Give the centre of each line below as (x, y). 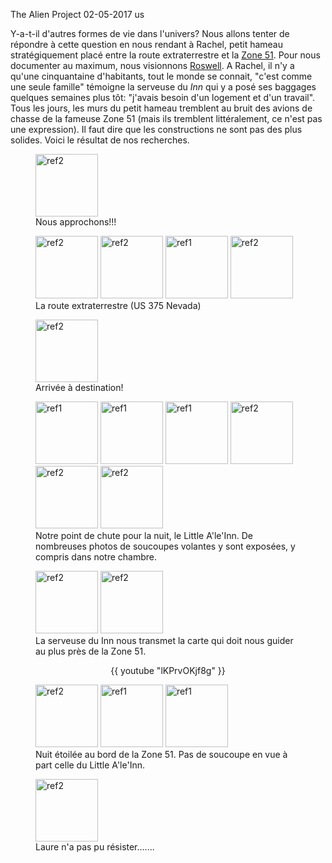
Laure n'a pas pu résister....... (95, 847)
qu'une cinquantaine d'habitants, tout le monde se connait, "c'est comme (161, 76)
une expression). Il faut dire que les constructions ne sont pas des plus (156, 129)
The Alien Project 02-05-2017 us (77, 14)
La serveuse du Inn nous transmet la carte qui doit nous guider (164, 640)
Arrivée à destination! (79, 387)
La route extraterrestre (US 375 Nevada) (118, 305)
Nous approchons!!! (76, 222)
